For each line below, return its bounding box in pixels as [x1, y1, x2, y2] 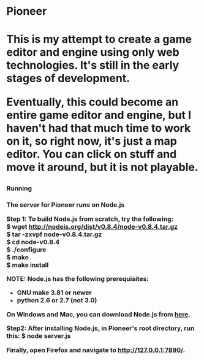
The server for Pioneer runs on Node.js [6, 201, 125, 209]
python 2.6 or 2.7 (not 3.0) [17, 296, 97, 305]
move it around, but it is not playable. [6, 161, 199, 174]
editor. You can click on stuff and [6, 147, 177, 161]
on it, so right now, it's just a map [6, 134, 178, 148]
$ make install [6, 261, 49, 269]
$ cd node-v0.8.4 [6, 237, 60, 246]
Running [6, 184, 32, 193]
